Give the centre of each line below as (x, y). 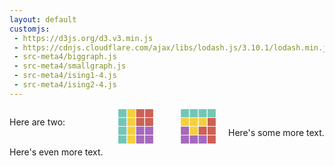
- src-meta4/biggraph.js (65, 57)
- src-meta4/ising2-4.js (65, 85)
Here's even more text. (56, 152)
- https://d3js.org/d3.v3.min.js (83, 38)
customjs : (30, 29)
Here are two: (37, 122)
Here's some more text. (276, 132)
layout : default (43, 19)
